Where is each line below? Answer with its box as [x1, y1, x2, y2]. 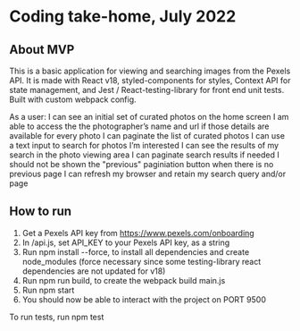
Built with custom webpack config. [9, 94, 137, 105]
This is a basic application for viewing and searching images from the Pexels [9, 65, 291, 76]
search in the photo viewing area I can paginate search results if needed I [9, 149, 279, 160]
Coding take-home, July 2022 [9, 6, 237, 27]
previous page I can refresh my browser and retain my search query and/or [9, 168, 287, 179]
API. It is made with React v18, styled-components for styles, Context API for [9, 75, 291, 86]
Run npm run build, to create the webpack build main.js [21, 275, 226, 285]
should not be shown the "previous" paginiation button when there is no [9, 159, 274, 169]
